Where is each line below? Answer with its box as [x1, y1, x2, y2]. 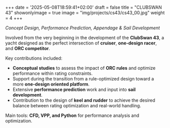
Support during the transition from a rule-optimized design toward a [12, 76, 154, 81]
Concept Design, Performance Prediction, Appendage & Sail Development [5, 25, 160, 31]
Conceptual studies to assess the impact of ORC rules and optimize [12, 65, 156, 71]
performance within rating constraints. [12, 70, 93, 76]
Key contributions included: [5, 55, 63, 61]
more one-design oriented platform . [12, 81, 90, 87]
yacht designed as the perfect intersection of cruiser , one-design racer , [5, 40, 157, 46]
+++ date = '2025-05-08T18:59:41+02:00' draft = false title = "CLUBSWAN [5, 5, 162, 10]
